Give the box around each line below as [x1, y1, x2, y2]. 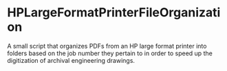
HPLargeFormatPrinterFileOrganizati [7, 5, 221, 20]
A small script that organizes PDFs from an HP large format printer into [7, 42, 207, 50]
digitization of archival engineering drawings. [7, 56, 136, 64]
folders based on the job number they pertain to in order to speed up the [7, 49, 213, 57]
